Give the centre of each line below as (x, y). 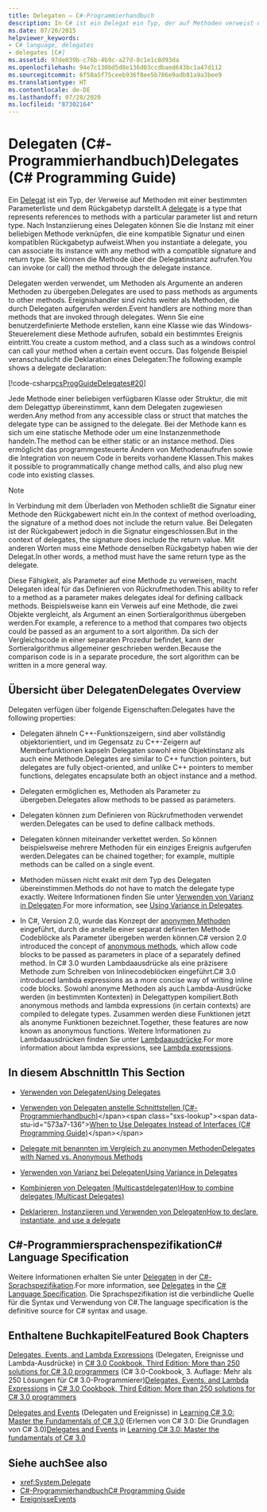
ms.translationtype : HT (48, 82)
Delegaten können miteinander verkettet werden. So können (118, 838)
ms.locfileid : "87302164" (51, 104)
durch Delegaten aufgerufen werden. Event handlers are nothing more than (130, 308)
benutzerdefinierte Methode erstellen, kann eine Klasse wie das (112, 326)
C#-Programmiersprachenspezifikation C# (115, 1245)
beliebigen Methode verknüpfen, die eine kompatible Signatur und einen (126, 234)
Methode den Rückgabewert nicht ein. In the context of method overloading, (132, 514)
